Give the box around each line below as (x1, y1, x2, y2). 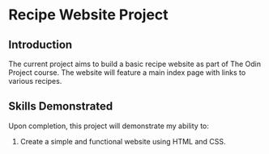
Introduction (8, 38, 73, 52)
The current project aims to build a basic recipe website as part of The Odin (8, 59, 262, 69)
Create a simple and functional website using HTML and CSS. (19, 136, 226, 146)
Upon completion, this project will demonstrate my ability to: (8, 121, 209, 131)
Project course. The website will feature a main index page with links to (8, 68, 246, 77)
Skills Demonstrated (8, 99, 113, 114)
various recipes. (8, 77, 62, 85)
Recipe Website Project (8, 6, 169, 24)
